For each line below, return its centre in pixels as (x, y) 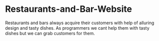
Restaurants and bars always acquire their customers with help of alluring (80, 23)
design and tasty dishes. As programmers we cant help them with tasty (77, 28)
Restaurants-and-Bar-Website (68, 9)
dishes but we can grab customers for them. (50, 33)
